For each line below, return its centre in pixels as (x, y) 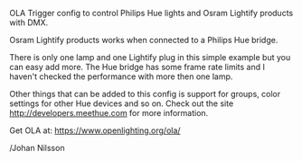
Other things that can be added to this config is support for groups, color (145, 94)
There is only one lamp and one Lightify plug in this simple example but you (150, 57)
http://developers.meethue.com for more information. (109, 113)
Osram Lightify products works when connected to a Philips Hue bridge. (144, 40)
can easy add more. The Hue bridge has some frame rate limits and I (137, 67)
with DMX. (28, 22)
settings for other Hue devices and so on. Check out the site (122, 103)
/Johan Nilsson (37, 148)
